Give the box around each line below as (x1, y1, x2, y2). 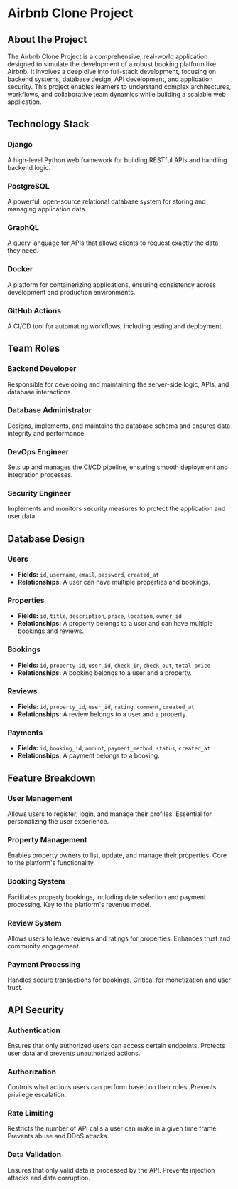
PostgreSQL (7, 181, 50, 191)
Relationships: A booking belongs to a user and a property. (17, 668, 192, 677)
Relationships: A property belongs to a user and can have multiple (17, 619, 213, 628)
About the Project (7, 33, 87, 46)
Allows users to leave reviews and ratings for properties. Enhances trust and (7, 934, 231, 943)
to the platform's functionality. (7, 859, 96, 867)
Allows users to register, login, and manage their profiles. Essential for (7, 810, 212, 818)
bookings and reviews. (17, 627, 85, 635)
